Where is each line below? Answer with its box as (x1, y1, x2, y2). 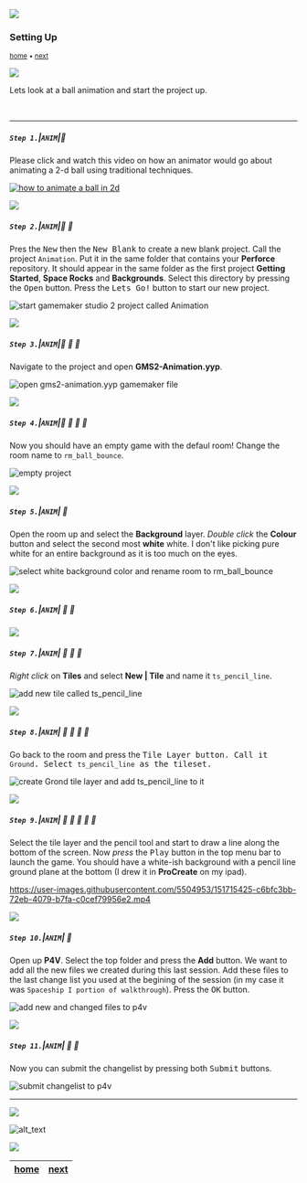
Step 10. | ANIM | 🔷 (9, 932, 72, 943)
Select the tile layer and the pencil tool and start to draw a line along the (9, 837, 281, 848)
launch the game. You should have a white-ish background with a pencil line (9, 857, 297, 868)
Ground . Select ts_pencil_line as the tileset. (9, 759, 212, 770)
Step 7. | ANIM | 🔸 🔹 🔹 (9, 647, 82, 658)
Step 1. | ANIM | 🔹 (9, 132, 67, 143)
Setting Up (9, 30, 58, 43)
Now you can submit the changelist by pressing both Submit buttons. (9, 1062, 272, 1073)
